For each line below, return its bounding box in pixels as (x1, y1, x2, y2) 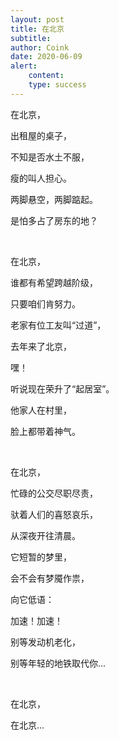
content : (28, 71, 65, 81)
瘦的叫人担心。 (10, 172, 72, 184)
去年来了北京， (10, 340, 72, 352)
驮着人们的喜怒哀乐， (10, 508, 98, 520)
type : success (28, 80, 87, 90)
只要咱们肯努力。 (10, 297, 81, 310)
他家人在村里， (10, 404, 72, 416)
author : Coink (10, 42, 70, 53)
